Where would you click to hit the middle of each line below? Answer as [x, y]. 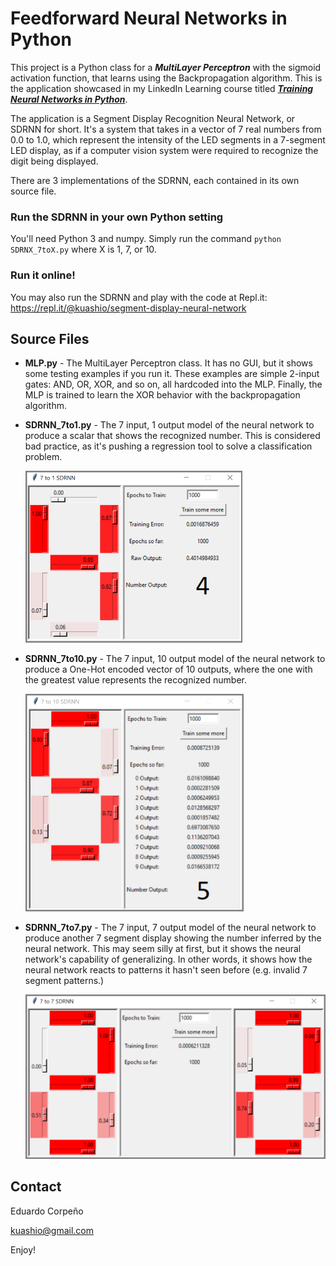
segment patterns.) [64, 980]
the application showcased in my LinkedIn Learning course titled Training [162, 88]
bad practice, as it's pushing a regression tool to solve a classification [168, 446]
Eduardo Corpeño [47, 1211]
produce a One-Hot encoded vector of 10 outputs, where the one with [168, 669]
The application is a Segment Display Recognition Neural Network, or [153, 118]
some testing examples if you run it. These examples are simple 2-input [172, 374]
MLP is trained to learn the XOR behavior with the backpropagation [162, 395]
